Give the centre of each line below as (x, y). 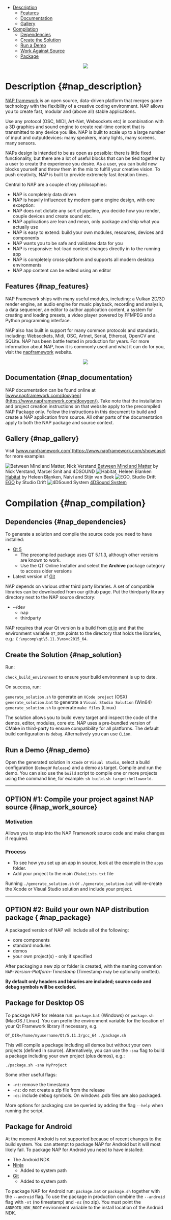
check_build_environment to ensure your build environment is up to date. (81, 677)
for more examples (25, 456)
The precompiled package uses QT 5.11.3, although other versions (89, 555)
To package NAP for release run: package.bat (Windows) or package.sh (79, 1015)
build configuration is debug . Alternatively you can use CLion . (68, 734)
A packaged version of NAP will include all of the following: (67, 930)
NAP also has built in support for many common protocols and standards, (82, 330)
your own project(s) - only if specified (52, 956)
